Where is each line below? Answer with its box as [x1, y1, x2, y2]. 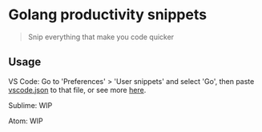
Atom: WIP [8, 116, 43, 126]
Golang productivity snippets [8, 6, 207, 24]
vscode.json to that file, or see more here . [8, 85, 147, 94]
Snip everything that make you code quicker [27, 32, 175, 42]
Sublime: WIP [8, 100, 53, 110]
